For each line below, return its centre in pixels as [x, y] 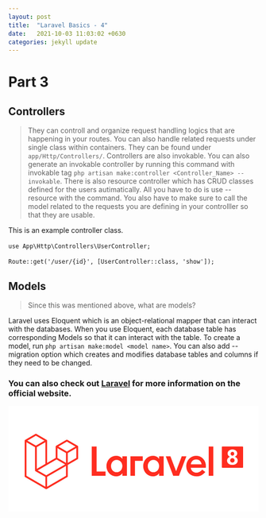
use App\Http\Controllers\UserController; [79, 246]
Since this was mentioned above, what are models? [112, 305]
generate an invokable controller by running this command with [131, 164]
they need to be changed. [50, 363]
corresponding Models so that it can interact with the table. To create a [124, 338]
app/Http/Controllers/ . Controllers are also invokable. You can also [139, 156]
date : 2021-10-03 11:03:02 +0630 [67, 33]
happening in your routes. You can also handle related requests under [142, 139]
